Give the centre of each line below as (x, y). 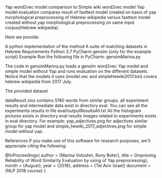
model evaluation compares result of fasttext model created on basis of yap (81, 12)
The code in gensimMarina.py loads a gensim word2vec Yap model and (76, 66)
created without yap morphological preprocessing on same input (70, 22)
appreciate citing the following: (36, 146)
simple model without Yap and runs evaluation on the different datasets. (77, 71)
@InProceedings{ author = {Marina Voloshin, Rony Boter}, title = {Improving (81, 155)
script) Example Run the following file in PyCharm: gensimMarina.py (73, 57)
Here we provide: (22, 37)
